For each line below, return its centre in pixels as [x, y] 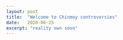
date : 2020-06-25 [30, 22]
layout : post [22, 11]
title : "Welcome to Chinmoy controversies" [62, 17]
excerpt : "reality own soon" [42, 28]
